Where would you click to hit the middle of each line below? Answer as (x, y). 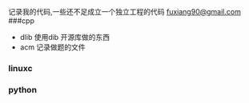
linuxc (21, 68)
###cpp (21, 21)
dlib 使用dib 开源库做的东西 (65, 37)
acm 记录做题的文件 (52, 47)
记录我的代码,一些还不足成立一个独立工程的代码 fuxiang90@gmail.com (125, 12)
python (23, 89)
